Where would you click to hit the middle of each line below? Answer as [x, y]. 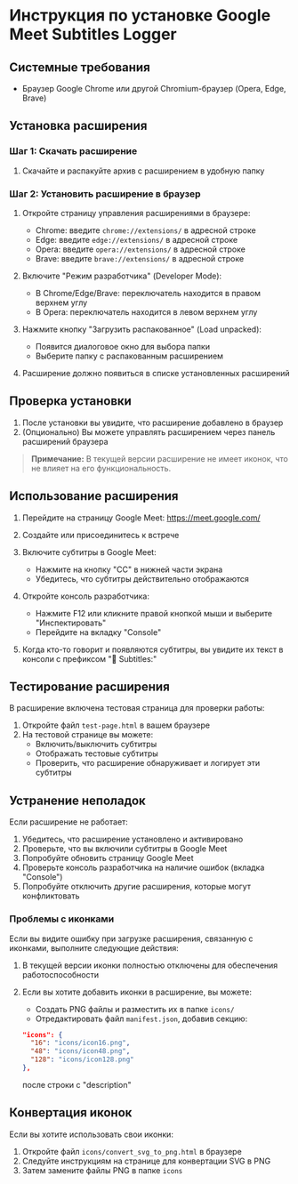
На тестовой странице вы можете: [88, 735]
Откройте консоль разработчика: [85, 596]
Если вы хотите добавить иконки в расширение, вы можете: [137, 992]
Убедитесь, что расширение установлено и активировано [133, 839]
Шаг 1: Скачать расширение [73, 151]
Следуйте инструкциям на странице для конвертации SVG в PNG [146, 1161]
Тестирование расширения [90, 687]
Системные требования [80, 67]
